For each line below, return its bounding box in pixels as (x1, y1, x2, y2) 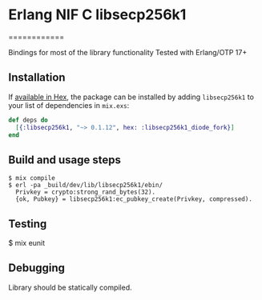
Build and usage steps (8, 153, 122, 166)
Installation (8, 70, 66, 85)
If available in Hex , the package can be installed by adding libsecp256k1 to (8, 92, 255, 102)
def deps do (8, 116, 48, 124)
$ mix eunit (8, 238, 46, 247)
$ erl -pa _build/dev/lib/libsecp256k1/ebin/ (8, 182, 163, 190)
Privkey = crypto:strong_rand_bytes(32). (15, 188, 156, 197)
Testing (8, 217, 47, 230)
